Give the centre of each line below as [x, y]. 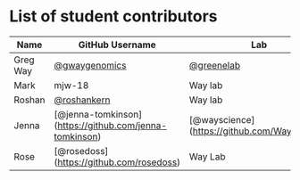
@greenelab [215, 65]
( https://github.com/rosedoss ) [117, 162]
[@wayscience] [222, 119]
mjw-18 [71, 85]
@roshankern [82, 100]
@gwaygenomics [90, 65]
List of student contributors [113, 16]
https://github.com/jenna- [112, 125]
